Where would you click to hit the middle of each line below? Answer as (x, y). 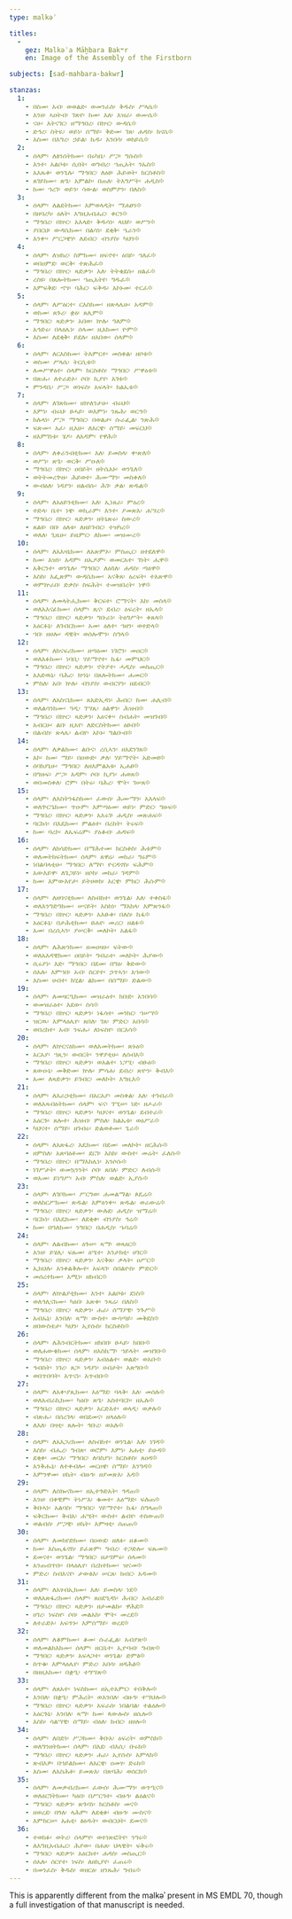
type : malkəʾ (33, 17)
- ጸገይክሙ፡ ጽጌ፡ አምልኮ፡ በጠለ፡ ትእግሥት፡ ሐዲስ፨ (95, 181)
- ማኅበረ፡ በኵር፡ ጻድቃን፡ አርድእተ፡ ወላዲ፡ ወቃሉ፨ (93, 1409)
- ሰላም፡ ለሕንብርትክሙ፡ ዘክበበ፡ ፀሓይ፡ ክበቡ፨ (88, 1343)
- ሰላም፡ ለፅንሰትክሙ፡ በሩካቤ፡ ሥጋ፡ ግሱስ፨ (84, 156)
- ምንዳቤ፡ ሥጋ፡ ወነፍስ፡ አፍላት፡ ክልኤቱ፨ (82, 386)
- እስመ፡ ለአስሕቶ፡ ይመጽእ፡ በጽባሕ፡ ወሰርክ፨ (86, 1771)
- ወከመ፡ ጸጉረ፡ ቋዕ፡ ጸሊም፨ (64, 312)
